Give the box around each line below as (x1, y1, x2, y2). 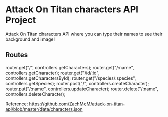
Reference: (5, 101, 28, 107)
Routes (5, 51, 28, 60)
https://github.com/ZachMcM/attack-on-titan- (29, 101, 125, 107)
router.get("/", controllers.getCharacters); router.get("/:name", (5, 64, 134, 70)
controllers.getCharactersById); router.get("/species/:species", (5, 75, 136, 81)
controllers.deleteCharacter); (5, 91, 66, 97)
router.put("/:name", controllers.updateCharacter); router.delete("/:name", (5, 86, 158, 92)
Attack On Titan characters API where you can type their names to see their (5, 31, 163, 37)
